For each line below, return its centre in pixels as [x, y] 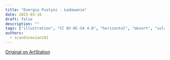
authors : [14, 33]
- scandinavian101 [29, 38]
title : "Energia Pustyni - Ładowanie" [46, 10]
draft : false [19, 19]
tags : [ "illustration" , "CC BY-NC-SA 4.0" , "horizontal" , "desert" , [79, 28]
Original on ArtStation [28, 52]
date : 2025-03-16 [24, 14]
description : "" [22, 24]
